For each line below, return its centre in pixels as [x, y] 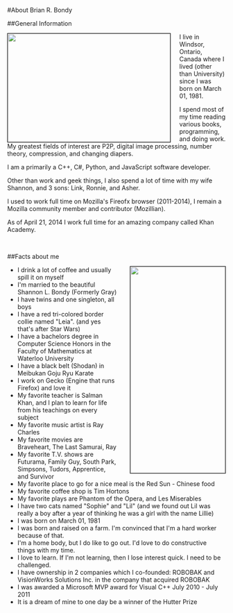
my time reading [202, 117]
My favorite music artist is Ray [60, 425]
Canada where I [202, 59]
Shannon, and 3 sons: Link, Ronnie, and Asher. [74, 188]
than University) [202, 74]
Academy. [21, 229]
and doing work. [202, 139]
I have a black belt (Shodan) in [61, 366]
